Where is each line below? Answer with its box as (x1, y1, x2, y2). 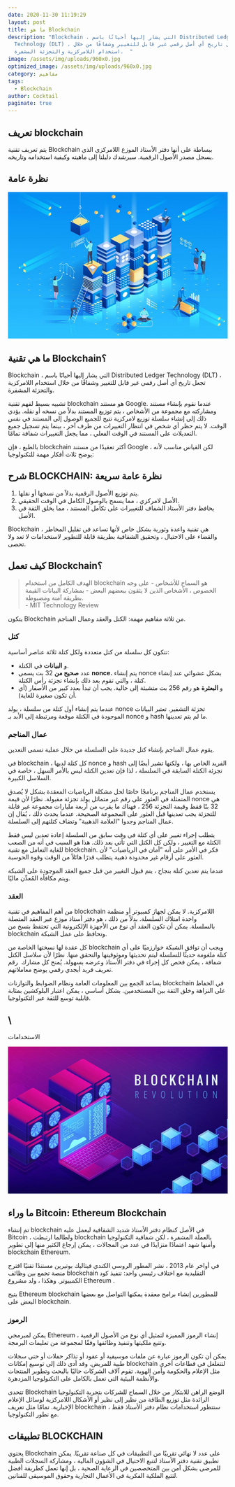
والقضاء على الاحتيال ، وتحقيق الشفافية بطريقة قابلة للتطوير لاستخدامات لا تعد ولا (8, 532, 218, 540)
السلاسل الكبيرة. (8, 774, 52, 782)
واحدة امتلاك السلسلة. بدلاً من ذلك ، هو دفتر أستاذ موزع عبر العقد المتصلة (8, 915, 197, 923)
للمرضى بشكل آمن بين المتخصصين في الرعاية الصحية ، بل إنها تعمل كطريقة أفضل (8, 1463, 221, 1472)
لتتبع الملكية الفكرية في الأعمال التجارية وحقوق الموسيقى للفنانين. (8, 1471, 179, 1479)
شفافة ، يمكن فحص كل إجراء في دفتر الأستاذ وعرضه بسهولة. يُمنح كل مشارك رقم (8, 958, 222, 966)
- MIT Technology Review (24, 600, 100, 609)
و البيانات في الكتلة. (17, 661, 69, 670)
